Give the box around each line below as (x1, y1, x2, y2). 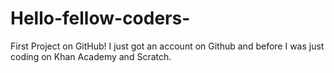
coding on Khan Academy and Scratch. (10, 50, 172, 62)
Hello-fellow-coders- (10, 7, 191, 30)
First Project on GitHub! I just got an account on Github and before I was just (10, 40, 325, 52)
